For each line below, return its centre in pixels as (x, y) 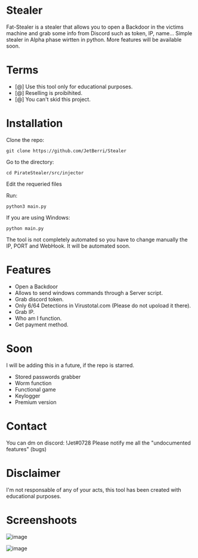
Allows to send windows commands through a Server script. (89, 292)
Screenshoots (42, 520)
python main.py (25, 228)
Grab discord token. (39, 299)
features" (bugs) (26, 449)
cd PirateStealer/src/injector (45, 173)
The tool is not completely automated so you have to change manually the (97, 239)
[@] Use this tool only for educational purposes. (74, 87)
